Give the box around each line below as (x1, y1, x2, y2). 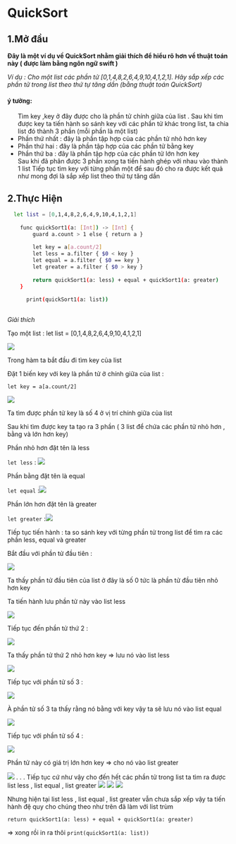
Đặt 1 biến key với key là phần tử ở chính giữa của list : (7, 370, 164, 378)
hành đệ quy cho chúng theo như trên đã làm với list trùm (7, 802, 174, 811)
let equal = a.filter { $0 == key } (32, 257, 140, 264)
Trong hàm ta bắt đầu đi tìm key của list (7, 356, 122, 364)
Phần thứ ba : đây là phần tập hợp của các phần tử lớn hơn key (17, 149, 199, 158)
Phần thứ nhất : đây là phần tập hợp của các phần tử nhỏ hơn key (17, 135, 207, 143)
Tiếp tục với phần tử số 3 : (7, 678, 83, 686)
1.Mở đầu (7, 33, 48, 45)
